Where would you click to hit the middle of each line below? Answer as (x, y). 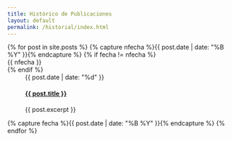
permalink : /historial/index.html (58, 27)
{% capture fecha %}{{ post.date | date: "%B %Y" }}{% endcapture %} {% (116, 123)
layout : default (31, 21)
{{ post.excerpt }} (51, 109)
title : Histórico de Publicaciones (60, 14)
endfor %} (22, 130)
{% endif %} (25, 70)
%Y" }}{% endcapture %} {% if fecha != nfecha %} (82, 55)
